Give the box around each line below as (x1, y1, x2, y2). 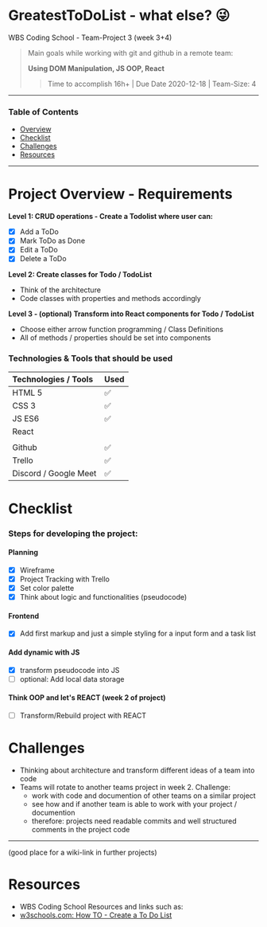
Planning (8, 548, 38, 557)
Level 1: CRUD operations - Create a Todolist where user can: (8, 212, 213, 221)
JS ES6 (12, 413, 40, 424)
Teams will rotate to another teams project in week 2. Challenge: (19, 783, 230, 792)
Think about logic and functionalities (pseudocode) (19, 593, 188, 602)
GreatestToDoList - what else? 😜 (8, 6, 230, 25)
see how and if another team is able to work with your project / (31, 800, 238, 809)
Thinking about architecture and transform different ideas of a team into (19, 765, 255, 775)
